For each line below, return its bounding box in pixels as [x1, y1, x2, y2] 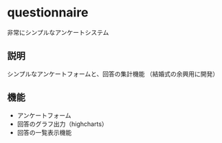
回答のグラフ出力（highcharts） [16, 120, 108, 128]
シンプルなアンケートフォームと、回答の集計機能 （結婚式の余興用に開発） [7, 70, 219, 78]
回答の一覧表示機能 [16, 128, 72, 136]
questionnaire [7, 5, 89, 21]
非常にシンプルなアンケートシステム [7, 28, 109, 36]
